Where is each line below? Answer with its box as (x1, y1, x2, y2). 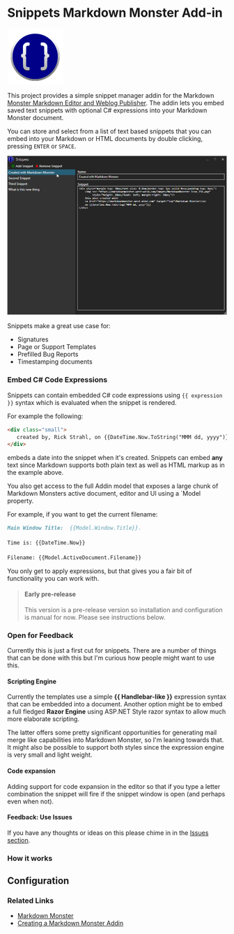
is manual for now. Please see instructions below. (24, 613, 166, 621)
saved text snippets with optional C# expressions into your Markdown (7, 106, 208, 114)
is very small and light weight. (7, 750, 93, 759)
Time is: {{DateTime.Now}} (7, 540, 86, 547)
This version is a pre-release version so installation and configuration (24, 605, 223, 614)
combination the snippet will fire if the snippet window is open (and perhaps (7, 790, 226, 798)
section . (7, 836, 31, 844)
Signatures (17, 335, 49, 343)
